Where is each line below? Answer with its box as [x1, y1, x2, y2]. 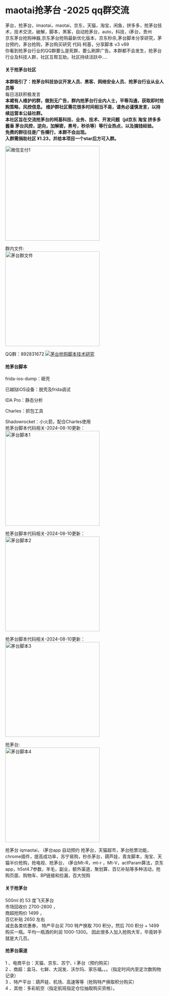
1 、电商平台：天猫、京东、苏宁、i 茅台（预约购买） [5, 960, 112, 966]
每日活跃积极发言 [5, 92, 41, 98]
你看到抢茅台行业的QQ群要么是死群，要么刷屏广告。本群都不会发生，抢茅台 [5, 48, 162, 54]
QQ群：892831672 [5, 351, 44, 357]
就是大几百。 [5, 935, 32, 941]
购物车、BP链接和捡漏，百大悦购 [22, 873, 91, 879]
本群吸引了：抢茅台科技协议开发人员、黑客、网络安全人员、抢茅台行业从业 [5, 79, 159, 85]
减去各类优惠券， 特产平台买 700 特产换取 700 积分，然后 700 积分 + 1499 [5, 922, 159, 928]
